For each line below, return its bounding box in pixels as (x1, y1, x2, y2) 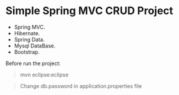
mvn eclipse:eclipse (19, 71, 69, 78)
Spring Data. (14, 36, 45, 43)
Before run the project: (5, 60, 61, 67)
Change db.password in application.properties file (19, 82, 142, 89)
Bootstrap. (14, 48, 40, 55)
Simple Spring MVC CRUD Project (5, 4, 174, 18)
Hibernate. (14, 29, 40, 36)
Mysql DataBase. (14, 42, 56, 49)
